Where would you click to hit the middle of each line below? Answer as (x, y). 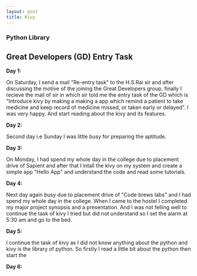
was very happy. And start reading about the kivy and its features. (86, 114)
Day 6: (14, 267)
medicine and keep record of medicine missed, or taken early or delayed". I (97, 107)
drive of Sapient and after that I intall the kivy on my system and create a (94, 166)
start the (16, 255)
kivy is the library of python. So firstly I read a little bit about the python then (98, 249)
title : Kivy (21, 17)
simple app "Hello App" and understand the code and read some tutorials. (96, 172)
